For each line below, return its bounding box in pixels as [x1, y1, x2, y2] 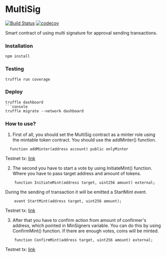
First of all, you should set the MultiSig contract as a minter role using [12, 132, 156, 138]
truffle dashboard [5, 99, 43, 105]
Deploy [5, 88, 23, 95]
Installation [5, 42, 33, 49]
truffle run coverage [5, 77, 50, 82]
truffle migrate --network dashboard [5, 108, 84, 113]
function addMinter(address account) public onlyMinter [9, 147, 128, 152]
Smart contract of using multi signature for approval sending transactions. [5, 30, 157, 36]
